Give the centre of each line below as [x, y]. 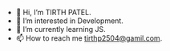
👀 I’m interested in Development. [70, 21]
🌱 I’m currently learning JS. [61, 29]
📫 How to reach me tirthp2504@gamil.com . [89, 38]
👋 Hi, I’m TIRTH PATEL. [53, 12]
